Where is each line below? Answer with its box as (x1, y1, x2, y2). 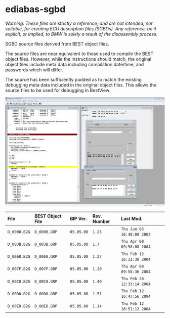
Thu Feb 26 (121, 277, 144, 282)
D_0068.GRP (34, 254, 58, 259)
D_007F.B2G (7, 266, 30, 271)
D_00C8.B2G (7, 279, 30, 284)
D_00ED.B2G (7, 304, 30, 309)
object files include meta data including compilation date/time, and (5, 61, 144, 67)
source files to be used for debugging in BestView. (5, 87, 110, 93)
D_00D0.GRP (34, 291, 58, 296)
